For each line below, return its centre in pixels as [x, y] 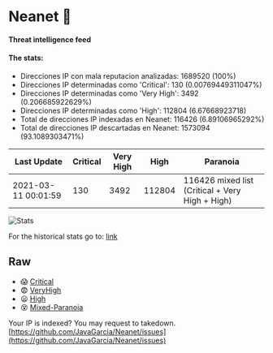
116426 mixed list [219, 180]
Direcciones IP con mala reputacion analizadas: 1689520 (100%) [128, 75]
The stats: [26, 58]
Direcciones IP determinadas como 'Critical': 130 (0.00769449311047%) [141, 84]
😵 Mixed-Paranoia [52, 307]
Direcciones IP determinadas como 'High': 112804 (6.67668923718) [133, 110]
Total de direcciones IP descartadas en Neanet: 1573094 [115, 127]
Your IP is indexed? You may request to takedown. [92, 323]
